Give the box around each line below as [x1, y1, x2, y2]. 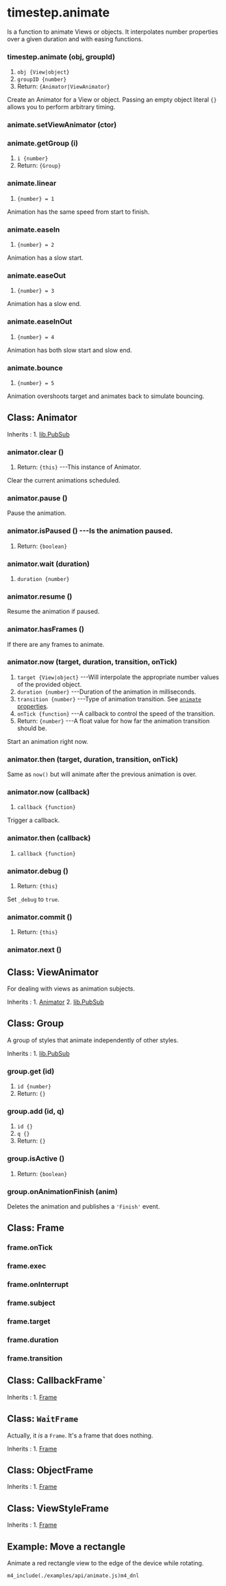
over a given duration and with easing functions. [7, 34, 144, 43]
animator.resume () [7, 591, 73, 601]
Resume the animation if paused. [7, 607, 100, 616]
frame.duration [7, 1335, 59, 1345]
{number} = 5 [16, 379, 55, 386]
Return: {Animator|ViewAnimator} [16, 82, 111, 91]
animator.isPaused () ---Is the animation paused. [7, 526, 173, 536]
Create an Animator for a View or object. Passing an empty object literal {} [7, 96, 217, 104]
